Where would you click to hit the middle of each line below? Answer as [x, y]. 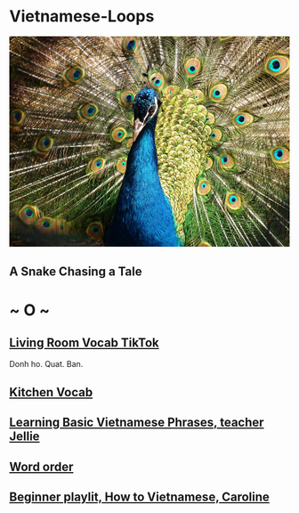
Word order [41, 466]
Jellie [24, 437]
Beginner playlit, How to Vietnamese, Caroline [139, 497]
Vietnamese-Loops [82, 16]
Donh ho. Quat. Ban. [46, 364]
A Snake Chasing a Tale [76, 272]
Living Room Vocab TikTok [84, 342]
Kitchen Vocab [51, 392]
